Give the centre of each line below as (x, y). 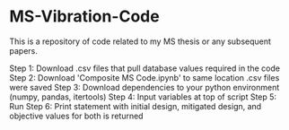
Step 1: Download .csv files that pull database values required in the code (145, 68)
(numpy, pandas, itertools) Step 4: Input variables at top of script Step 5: (143, 97)
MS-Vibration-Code (84, 17)
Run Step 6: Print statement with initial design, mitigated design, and (136, 106)
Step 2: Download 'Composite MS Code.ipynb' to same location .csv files (144, 77)
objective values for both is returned (76, 116)
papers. (23, 50)
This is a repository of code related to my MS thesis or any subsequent (140, 41)
